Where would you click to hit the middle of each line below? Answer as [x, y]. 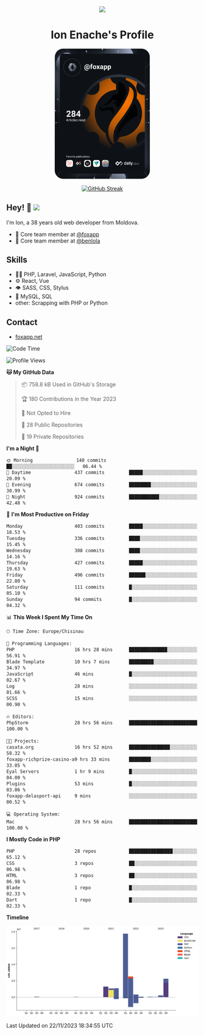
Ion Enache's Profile [102, 35]
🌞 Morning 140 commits [56, 461]
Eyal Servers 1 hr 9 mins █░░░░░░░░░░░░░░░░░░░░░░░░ [102, 772]
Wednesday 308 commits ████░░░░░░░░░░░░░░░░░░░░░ [102, 551]
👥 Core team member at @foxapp [57, 234]
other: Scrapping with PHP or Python [61, 303]
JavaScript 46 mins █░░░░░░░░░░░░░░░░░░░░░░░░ [102, 674]
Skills [17, 259]
